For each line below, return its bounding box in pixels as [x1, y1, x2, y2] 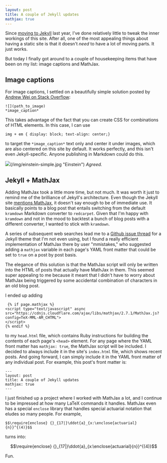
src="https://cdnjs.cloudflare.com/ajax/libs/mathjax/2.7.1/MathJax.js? [5, 311, 160, 316]
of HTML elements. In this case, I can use [5, 122, 91, 128]
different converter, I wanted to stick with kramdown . [5, 221, 110, 227]
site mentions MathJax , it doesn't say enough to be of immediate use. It [5, 200, 152, 206]
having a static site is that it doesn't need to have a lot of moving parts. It [5, 41, 155, 47]
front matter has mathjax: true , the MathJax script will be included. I [5, 343, 147, 349]
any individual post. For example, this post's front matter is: [5, 359, 127, 365]
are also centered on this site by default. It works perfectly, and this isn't [5, 146, 154, 152]
